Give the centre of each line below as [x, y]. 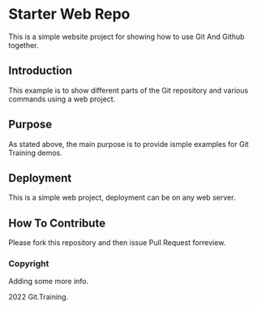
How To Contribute [57, 223]
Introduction [41, 71]
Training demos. [36, 153]
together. [24, 45]
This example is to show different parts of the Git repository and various [128, 90]
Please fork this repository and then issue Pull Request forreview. [117, 243]
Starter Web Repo [69, 14]
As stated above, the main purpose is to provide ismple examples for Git [128, 144]
